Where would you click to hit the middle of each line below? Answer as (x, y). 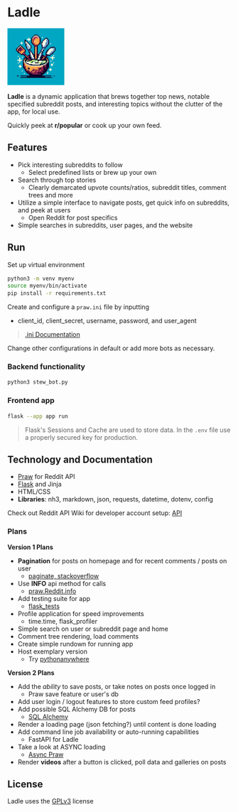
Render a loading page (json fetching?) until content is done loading (117, 724)
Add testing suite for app (54, 598)
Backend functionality (46, 367)
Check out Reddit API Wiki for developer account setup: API (95, 513)
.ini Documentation (52, 335)
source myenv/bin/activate (47, 286)
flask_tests (44, 606)
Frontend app (31, 401)
